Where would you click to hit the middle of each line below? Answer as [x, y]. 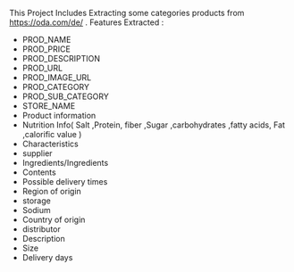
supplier [37, 153]
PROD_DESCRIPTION [61, 58]
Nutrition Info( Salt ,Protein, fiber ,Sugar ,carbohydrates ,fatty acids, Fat [154, 125]
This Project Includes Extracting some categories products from [127, 13]
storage [36, 201]
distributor [41, 229]
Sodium [36, 210]
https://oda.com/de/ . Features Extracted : [87, 22]
